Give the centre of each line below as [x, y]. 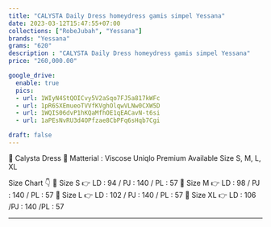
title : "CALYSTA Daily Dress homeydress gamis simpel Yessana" [117, 16]
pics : [25, 90]
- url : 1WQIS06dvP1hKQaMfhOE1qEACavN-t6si [88, 113]
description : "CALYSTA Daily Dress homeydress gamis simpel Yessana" [129, 53]
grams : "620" [30, 46]
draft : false [30, 135]
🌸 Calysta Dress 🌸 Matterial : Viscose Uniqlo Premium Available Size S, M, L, [135, 158]
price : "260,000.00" [43, 61]
